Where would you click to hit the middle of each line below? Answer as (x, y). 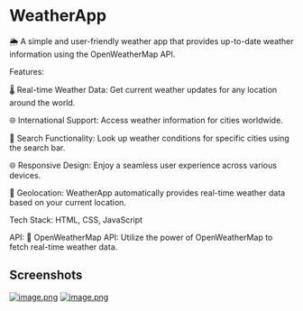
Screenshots (46, 275)
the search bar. (37, 147)
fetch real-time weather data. (64, 247)
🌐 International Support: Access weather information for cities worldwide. (147, 120)
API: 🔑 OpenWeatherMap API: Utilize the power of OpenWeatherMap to (141, 237)
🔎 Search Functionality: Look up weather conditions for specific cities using (150, 138)
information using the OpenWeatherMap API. (92, 54)
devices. (25, 175)
